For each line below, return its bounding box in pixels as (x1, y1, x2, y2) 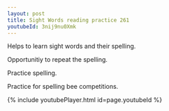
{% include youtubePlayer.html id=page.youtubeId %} (7, 96, 163, 104)
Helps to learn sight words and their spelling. (7, 42, 136, 51)
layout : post (7, 10, 45, 17)
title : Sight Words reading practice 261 (7, 17, 130, 24)
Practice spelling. (7, 69, 57, 77)
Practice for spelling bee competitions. (7, 83, 119, 91)
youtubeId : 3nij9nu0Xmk (7, 23, 77, 30)
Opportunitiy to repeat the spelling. (7, 55, 108, 64)
